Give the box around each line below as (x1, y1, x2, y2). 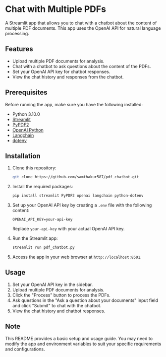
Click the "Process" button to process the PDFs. (12, 292, 111, 298)
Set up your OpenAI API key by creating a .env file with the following (12, 202, 152, 208)
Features (5, 45, 33, 53)
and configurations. (5, 346, 45, 352)
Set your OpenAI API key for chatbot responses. (12, 69, 111, 74)
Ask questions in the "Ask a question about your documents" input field (12, 297, 159, 303)
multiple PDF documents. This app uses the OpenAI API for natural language (5, 25, 161, 31)
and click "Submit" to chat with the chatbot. (12, 302, 102, 308)
